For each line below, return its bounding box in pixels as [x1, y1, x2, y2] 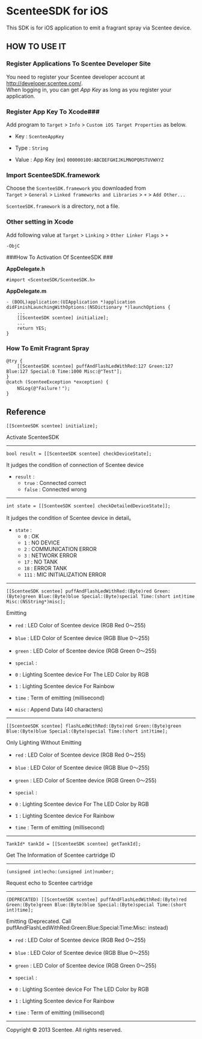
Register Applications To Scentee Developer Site [6, 59, 151, 68]
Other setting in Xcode [6, 218, 74, 226]
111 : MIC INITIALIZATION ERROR [23, 571, 106, 578]
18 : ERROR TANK [23, 564, 67, 571]
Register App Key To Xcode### [6, 107, 100, 115]
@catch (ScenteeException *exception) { [6, 379, 109, 385]
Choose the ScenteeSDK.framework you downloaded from [6, 184, 146, 192]
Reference [6, 407, 46, 417]
